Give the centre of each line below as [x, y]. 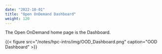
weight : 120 [17, 18]
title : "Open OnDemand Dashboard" [41, 14]
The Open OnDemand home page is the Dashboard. [58, 33]
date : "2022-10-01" [25, 9]
